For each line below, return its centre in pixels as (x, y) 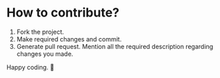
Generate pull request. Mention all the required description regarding (115, 46)
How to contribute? (63, 13)
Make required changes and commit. (69, 39)
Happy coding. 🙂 (31, 67)
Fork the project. (40, 32)
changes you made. (45, 54)
